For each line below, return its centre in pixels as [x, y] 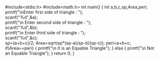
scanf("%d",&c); [22, 38]
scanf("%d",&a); [22, 17]
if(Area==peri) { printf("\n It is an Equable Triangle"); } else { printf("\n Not [80, 48]
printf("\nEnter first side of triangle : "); [44, 12]
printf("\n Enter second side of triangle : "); [48, 22]
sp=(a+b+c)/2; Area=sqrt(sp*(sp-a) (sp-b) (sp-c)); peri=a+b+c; [68, 43]
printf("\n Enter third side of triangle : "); [45, 33]
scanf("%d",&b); [22, 28]
